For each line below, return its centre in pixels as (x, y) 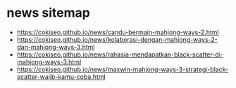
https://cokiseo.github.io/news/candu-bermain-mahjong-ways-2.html (118, 32)
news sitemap (49, 13)
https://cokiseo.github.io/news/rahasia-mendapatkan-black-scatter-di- (120, 54)
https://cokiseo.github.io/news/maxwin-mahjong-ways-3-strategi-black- (123, 69)
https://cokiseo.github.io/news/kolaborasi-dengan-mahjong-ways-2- (117, 39)
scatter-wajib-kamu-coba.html (61, 76)
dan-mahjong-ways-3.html (56, 47)
